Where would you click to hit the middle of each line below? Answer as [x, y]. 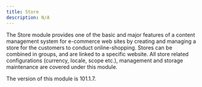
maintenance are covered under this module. [62, 66]
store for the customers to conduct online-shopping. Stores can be [90, 47]
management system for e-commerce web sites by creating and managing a [101, 41]
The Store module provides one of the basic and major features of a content [101, 34]
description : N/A [28, 18]
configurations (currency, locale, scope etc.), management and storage [95, 60]
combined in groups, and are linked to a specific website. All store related [97, 54]
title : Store [23, 12]
